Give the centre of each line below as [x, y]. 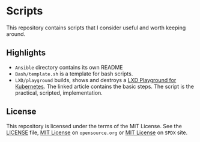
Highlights [26, 53]
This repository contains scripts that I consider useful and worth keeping [96, 28]
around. [16, 34]
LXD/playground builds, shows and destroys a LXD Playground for [95, 80]
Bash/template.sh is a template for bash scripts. [74, 74]
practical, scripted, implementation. [59, 93]
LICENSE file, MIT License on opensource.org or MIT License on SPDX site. [97, 132]
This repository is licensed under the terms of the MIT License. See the [94, 126]
